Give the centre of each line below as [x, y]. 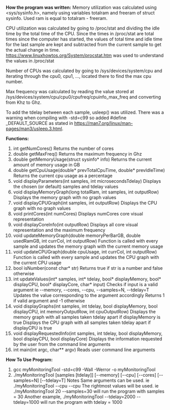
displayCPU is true [33, 328]
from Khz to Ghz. [24, 102]
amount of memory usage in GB [47, 165]
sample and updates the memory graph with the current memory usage [88, 246]
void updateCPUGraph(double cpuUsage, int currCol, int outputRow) [85, 252]
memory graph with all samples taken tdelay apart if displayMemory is [87, 317]
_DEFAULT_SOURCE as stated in [39, 123]
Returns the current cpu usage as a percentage [63, 176]
